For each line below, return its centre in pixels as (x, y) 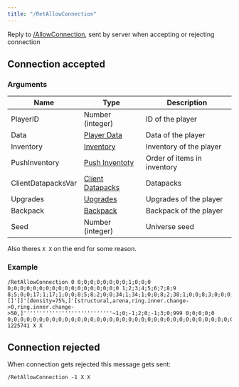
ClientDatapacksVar (44, 184)
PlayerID (25, 120)
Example (23, 267)
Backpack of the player (184, 211)
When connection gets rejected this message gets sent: (89, 364)
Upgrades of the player (184, 199)
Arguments (27, 84)
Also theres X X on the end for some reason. (72, 249)
